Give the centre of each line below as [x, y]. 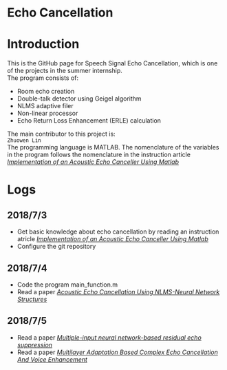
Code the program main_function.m [67, 285]
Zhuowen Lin [24, 141]
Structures [32, 299]
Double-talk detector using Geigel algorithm [79, 99]
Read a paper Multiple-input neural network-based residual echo [109, 337]
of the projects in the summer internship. [65, 71]
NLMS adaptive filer [45, 106]
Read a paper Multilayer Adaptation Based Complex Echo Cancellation [117, 352]
